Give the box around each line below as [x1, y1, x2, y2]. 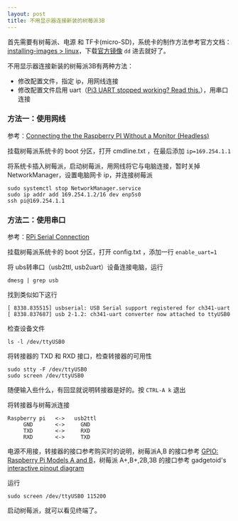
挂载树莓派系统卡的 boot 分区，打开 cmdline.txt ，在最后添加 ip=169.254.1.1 [7, 147, 232, 155]
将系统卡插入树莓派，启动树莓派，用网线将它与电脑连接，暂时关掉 [7, 162, 200, 170]
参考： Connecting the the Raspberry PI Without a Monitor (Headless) [7, 131, 210, 140]
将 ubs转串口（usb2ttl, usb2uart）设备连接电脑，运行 [7, 263, 163, 271]
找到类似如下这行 [7, 290, 58, 299]
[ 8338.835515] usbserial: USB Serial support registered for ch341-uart [7, 305, 231, 312]
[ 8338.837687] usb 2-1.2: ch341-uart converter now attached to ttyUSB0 [7, 311, 231, 318]
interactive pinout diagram [7, 464, 85, 473]
